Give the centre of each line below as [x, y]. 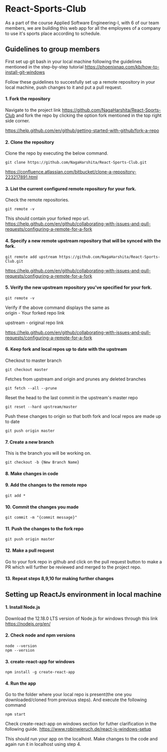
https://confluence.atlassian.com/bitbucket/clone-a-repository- [71, 172]
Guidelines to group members [53, 49]
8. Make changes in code [32, 473]
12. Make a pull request [30, 550]
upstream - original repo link [35, 323]
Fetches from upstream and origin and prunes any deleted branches [76, 379]
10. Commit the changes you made [42, 507]
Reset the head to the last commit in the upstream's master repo [71, 397]
